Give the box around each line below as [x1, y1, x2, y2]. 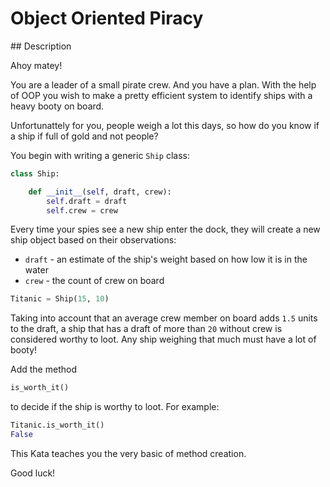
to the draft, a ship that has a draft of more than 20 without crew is [10, 323, 283, 335]
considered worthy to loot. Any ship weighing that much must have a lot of [10, 333, 317, 346]
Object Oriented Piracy [10, 7, 204, 30]
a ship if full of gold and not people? [10, 130, 159, 142]
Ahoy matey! [10, 59, 63, 71]
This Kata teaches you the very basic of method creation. [10, 447, 247, 459]
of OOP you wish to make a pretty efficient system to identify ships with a [10, 89, 313, 101]
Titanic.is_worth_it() [10, 420, 105, 431]
